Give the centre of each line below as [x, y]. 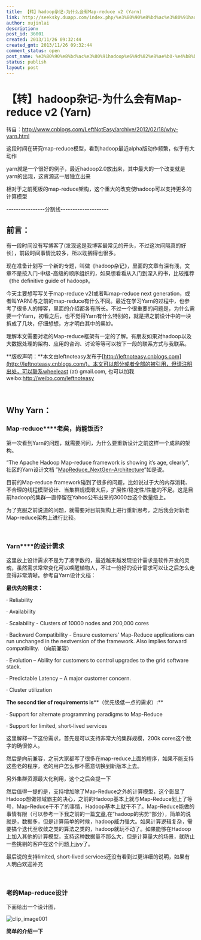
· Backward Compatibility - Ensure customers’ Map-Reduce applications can [100, 635]
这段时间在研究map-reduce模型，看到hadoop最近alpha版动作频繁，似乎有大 [100, 149]
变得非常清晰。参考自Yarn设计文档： [51, 576]
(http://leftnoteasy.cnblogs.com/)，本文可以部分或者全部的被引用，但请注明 [99, 364]
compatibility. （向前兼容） [39, 649]
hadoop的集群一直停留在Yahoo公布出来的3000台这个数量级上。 [90, 497]
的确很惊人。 [27, 746]
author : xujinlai [28, 23]
